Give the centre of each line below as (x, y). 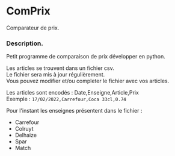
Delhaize (26, 135)
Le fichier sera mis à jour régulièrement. (56, 75)
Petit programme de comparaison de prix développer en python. (86, 57)
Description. (25, 43)
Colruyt (24, 129)
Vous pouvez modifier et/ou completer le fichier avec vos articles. (88, 81)
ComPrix (28, 11)
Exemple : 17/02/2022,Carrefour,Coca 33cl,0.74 (66, 99)
